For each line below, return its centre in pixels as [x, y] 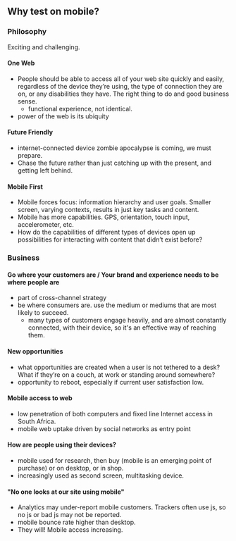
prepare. [30, 156]
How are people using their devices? [62, 445]
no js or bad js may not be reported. [69, 515]
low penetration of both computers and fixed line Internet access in [115, 413]
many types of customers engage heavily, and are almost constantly [127, 321]
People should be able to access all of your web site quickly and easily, [120, 79]
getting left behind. [45, 170]
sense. [27, 101]
